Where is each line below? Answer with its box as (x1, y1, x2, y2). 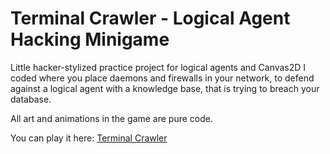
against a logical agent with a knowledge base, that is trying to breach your (10, 82, 320, 94)
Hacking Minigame (10, 28, 170, 51)
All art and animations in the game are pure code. (10, 112, 214, 124)
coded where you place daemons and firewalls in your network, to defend (10, 72, 315, 84)
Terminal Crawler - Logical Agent (10, 7, 291, 30)
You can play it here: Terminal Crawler (10, 132, 168, 144)
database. (10, 93, 52, 105)
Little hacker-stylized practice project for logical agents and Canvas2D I (10, 61, 307, 73)
